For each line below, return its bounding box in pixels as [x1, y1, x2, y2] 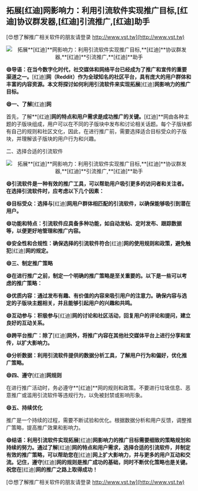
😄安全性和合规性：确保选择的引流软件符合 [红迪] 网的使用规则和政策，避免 [6, 239, 186, 246]
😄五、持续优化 [6, 404, 43, 411]
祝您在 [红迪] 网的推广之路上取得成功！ [6, 466, 98, 473]
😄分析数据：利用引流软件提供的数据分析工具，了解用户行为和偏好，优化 [6, 351, 182, 358]
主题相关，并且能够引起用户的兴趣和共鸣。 [31, 299, 136, 307]
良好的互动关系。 [6, 319, 48, 326]
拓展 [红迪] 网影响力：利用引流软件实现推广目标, [6, 5, 177, 16]
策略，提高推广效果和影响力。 [11, 424, 84, 431]
